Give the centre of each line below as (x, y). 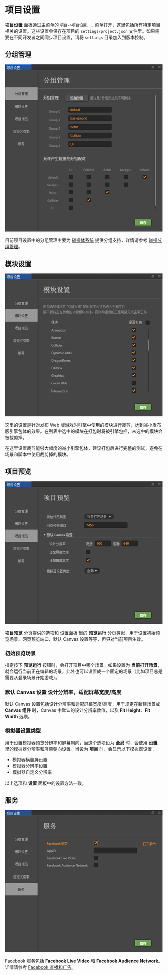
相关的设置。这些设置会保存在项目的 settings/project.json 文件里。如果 (80, 31)
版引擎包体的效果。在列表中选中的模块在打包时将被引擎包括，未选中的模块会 (84, 431)
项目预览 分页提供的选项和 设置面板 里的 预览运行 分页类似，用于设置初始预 (83, 633)
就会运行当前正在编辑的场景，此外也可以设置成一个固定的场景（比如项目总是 (84, 671)
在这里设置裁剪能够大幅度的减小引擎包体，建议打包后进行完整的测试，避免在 (84, 448)
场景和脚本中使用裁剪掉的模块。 (38, 454)
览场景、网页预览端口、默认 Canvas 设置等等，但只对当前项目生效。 (75, 639)
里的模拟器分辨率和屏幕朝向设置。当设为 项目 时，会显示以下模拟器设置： (81, 749)
